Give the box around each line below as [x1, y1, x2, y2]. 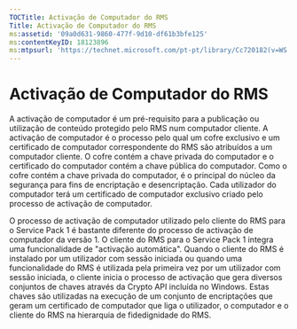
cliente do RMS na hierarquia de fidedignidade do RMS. [9, 309, 212, 320]
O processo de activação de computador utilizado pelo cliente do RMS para [9, 215, 286, 226]
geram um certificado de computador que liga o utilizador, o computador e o [9, 301, 289, 311]
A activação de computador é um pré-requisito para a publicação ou [9, 114, 260, 124]
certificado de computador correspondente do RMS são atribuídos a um [9, 142, 273, 153]
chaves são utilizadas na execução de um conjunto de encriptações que [9, 291, 273, 302]
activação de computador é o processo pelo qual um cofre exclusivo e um [9, 132, 281, 143]
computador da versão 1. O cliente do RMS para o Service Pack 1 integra [9, 234, 274, 245]
